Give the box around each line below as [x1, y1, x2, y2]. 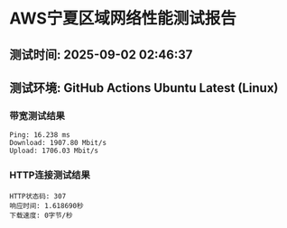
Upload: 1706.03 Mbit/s [9, 146, 99, 156]
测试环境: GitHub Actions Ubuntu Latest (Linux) [9, 80, 279, 96]
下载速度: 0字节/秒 [9, 211, 73, 220]
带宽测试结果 [9, 109, 66, 122]
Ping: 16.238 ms [9, 131, 70, 140]
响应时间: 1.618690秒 [9, 201, 84, 210]
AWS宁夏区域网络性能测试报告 [9, 8, 237, 29]
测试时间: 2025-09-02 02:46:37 [9, 47, 193, 62]
